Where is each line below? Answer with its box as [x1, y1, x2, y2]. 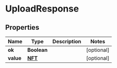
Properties [5, 23, 40, 32]
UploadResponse [5, 3, 80, 15]
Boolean [27, 46, 48, 53]
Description [52, 38, 82, 45]
